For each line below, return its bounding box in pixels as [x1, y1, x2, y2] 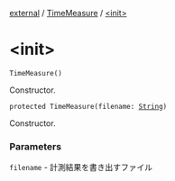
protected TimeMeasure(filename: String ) [9, 102, 168, 111]
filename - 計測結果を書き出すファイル [9, 162, 153, 173]
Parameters [9, 140, 61, 152]
